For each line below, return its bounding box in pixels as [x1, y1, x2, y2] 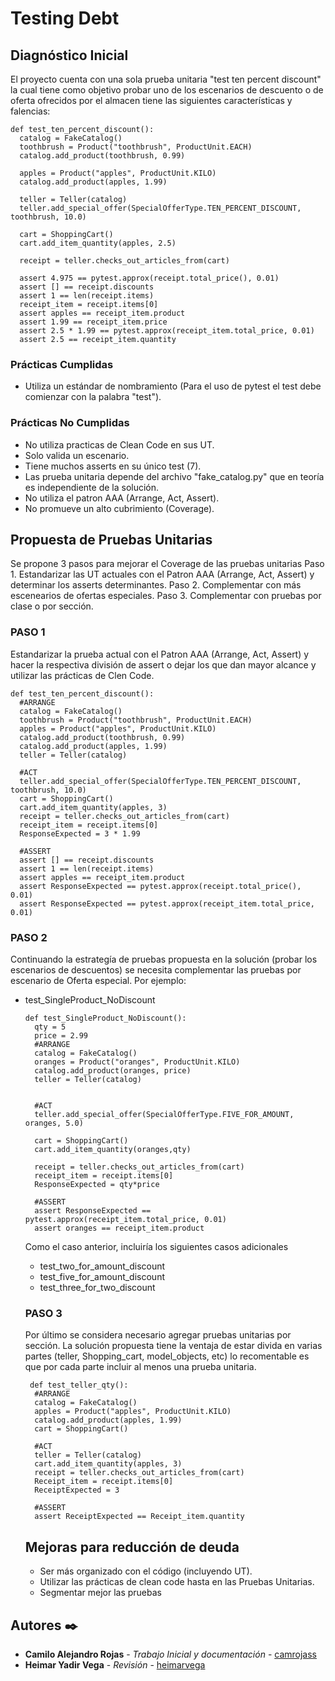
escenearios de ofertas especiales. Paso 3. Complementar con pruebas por [10, 590, 322, 602]
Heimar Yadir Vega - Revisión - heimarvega [24, 1658, 206, 1671]
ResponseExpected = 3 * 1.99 [19, 828, 141, 839]
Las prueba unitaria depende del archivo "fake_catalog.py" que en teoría [24, 470, 325, 482]
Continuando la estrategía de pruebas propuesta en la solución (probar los [10, 953, 318, 965]
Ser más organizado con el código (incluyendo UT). [39, 1565, 253, 1577]
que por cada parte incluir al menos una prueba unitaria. [24, 1361, 257, 1373]
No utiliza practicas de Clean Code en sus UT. [24, 438, 215, 451]
